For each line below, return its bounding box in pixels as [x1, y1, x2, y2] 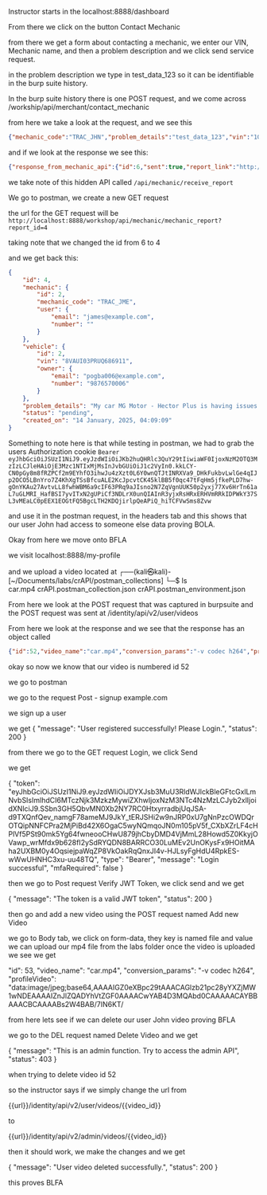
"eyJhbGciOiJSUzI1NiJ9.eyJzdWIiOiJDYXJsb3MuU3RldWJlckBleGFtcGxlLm [8, 786, 257, 796]
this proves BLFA [8, 1177, 64, 1187]
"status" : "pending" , [22, 409, 94, 417]
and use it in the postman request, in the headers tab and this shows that [8, 511, 247, 520]
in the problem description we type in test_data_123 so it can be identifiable [8, 70, 254, 79]
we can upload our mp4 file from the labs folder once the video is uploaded [8, 942, 256, 951]
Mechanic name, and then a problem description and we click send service [8, 46, 254, 55]
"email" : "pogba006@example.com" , [50, 372, 165, 380]
